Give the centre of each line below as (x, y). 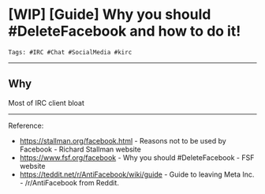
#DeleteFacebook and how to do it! (125, 31)
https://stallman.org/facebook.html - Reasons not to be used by (123, 140)
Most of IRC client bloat (47, 103)
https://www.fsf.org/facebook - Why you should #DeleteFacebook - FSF (137, 157)
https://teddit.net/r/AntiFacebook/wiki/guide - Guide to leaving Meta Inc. (137, 174)
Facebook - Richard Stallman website (80, 149)
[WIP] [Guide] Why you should (110, 15)
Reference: (26, 125)
